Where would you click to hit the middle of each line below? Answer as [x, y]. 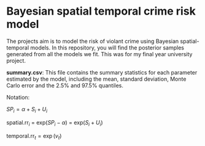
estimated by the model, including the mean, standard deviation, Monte [96, 79]
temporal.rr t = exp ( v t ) [34, 137]
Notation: [18, 97]
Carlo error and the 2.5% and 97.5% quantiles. [65, 85]
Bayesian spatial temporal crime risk [101, 11]
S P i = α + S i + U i [27, 110]
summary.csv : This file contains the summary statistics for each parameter [102, 72]
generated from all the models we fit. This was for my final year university [99, 54]
